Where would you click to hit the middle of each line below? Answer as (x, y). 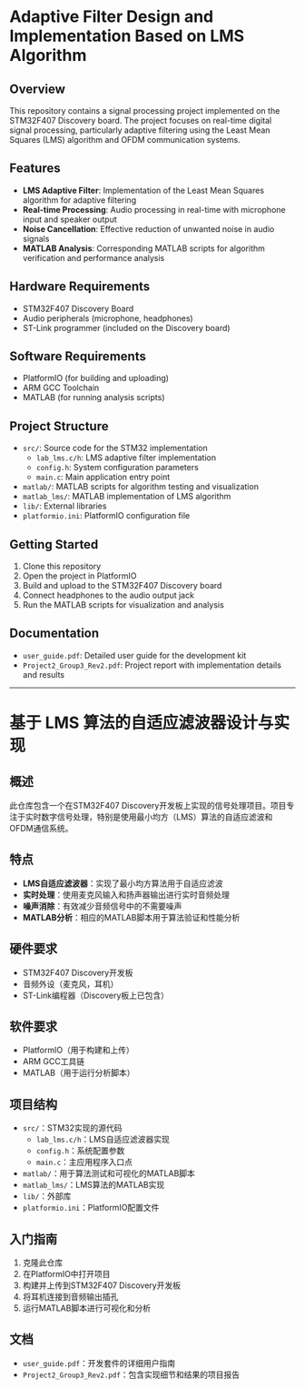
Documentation (54, 634)
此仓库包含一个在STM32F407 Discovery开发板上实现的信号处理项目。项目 (148, 805)
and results (44, 674)
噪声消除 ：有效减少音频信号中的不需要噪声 (102, 906)
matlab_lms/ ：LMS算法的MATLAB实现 (93, 1185)
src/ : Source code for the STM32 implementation (115, 448)
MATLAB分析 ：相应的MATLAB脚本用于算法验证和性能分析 (131, 917)
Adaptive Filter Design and (112, 17)
